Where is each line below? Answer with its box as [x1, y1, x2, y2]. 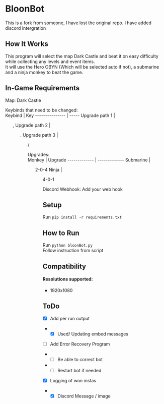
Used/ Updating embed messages [57, 331, 129, 337]
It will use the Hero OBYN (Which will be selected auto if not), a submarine [5, 64, 159, 70]
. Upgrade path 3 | [20, 132, 58, 138]
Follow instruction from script [42, 248, 104, 254]
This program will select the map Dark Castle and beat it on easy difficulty [5, 53, 158, 59]
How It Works [5, 40, 49, 48]
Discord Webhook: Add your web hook [42, 186, 123, 192]
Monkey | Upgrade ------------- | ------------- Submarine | [27, 157, 151, 163]
